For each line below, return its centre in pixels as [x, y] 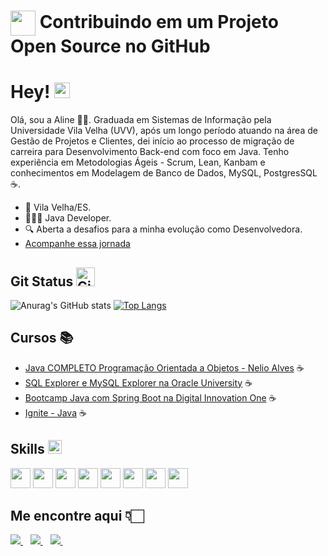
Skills [27, 449]
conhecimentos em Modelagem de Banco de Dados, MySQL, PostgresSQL [164, 173]
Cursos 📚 [42, 338]
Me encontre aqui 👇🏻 [77, 515]
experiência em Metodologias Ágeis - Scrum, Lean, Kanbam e [138, 162]
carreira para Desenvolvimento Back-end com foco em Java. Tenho [150, 152]
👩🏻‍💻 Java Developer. [68, 218]
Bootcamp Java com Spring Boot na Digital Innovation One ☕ [150, 397]
